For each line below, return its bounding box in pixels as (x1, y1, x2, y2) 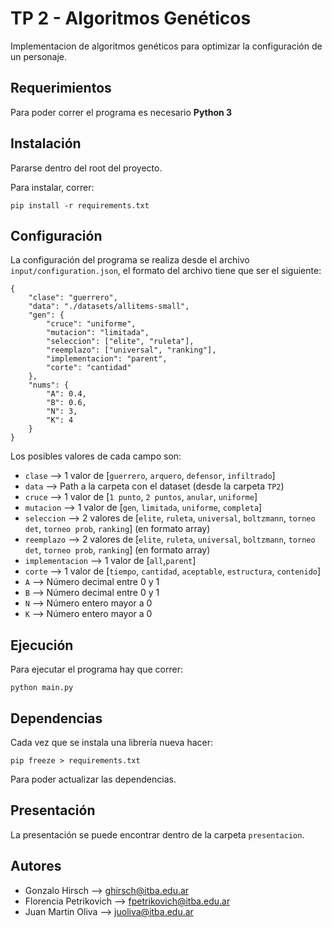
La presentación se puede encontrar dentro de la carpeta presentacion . (10, 828, 305, 841)
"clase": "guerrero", (28, 293, 118, 303)
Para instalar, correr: (10, 181, 95, 193)
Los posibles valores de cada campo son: (10, 450, 182, 462)
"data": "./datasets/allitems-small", (28, 302, 190, 312)
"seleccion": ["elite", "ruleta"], (46, 337, 195, 347)
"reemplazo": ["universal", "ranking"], (46, 345, 217, 356)
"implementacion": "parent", (46, 354, 168, 364)
